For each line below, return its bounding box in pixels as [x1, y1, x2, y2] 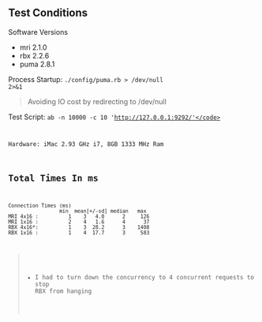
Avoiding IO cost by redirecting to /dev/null [27, 96, 167, 106]
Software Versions [8, 27, 69, 36]
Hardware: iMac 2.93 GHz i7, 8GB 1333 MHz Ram [8, 140, 164, 148]
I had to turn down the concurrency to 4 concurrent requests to [35, 273, 255, 281]
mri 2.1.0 [19, 43, 47, 52]
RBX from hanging [35, 287, 92, 295]
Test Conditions [8, 6, 88, 20]
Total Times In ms [8, 172, 99, 184]
